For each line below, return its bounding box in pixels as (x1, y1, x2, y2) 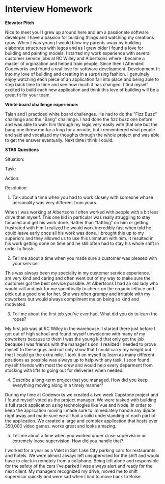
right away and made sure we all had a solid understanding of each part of (5, 412, 156, 419)
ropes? (12, 316, 27, 322)
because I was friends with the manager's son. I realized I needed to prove (5, 341, 156, 347)
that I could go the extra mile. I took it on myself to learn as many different (5, 352, 155, 358)
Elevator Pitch (5, 20, 34, 26)
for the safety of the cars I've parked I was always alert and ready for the (5, 463, 153, 469)
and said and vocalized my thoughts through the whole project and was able (5, 132, 160, 138)
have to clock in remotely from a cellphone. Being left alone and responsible (5, 457, 159, 463)
